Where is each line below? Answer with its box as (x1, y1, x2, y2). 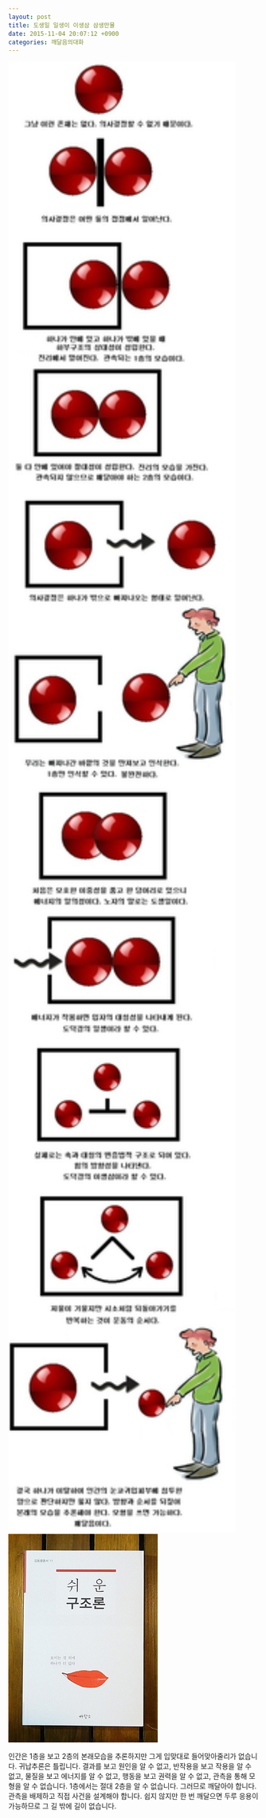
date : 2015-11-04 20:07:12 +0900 (8, 29, 119, 37)
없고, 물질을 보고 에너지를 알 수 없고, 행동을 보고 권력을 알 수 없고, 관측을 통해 (8, 1772, 248, 1781)
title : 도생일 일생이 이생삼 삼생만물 (8, 21, 115, 29)
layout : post (8, 13, 52, 21)
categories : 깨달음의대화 (8, 38, 84, 46)
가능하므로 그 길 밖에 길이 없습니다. (8, 1801, 117, 1811)
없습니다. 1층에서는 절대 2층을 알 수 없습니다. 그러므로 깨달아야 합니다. (39, 1781, 257, 1791)
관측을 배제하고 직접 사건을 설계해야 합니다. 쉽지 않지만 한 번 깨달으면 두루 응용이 (8, 1792, 259, 1801)
